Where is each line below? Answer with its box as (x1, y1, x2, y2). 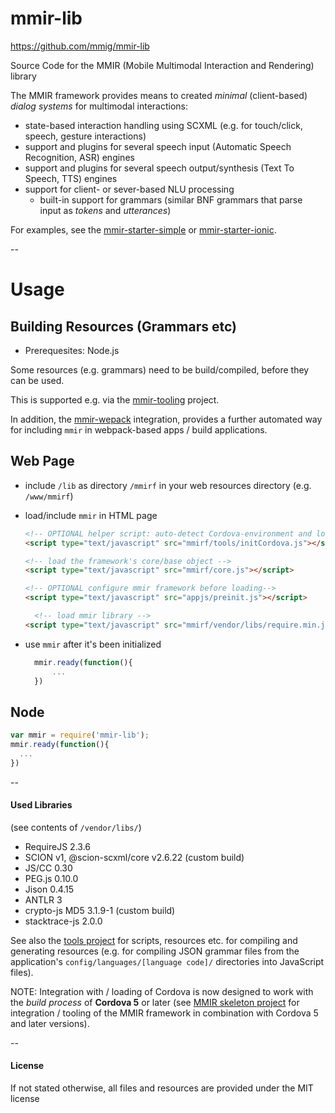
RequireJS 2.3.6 (24, 840, 92, 852)
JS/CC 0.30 (24, 862, 73, 874)
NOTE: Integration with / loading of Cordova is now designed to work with (10, 985, 314, 997)
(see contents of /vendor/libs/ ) (10, 821, 142, 833)
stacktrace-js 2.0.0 (24, 915, 103, 927)
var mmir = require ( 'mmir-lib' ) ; (10, 730, 150, 741)
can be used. (10, 374, 65, 386)
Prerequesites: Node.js (24, 344, 120, 356)
